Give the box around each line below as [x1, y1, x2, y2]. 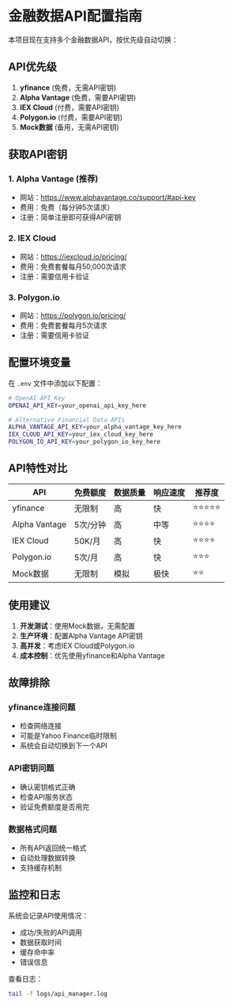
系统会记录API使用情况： [8, 910, 89, 920]
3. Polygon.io [8, 292, 61, 303]
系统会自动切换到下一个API [19, 741, 108, 751]
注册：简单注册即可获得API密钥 [19, 213, 122, 222]
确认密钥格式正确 [19, 782, 76, 792]
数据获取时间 [19, 937, 62, 947]
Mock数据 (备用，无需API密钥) [19, 122, 120, 131]
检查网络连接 [19, 721, 62, 731]
